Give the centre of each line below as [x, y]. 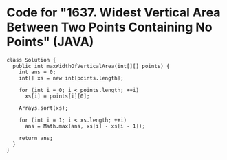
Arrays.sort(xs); [44, 108]
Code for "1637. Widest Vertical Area [113, 13]
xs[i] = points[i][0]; [57, 96]
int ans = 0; [37, 72]
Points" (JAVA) [50, 42]
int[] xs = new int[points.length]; [72, 78]
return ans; [36, 138]
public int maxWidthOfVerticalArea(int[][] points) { [91, 66]
